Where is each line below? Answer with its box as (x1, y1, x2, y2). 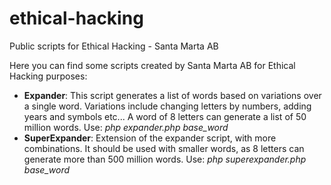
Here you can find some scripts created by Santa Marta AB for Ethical (9, 59, 296, 71)
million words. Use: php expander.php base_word (23, 121, 229, 133)
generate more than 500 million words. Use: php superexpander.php (23, 153, 307, 165)
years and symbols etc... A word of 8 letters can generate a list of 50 (23, 110, 307, 122)
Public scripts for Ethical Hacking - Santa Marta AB (9, 40, 219, 52)
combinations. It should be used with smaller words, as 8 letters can (23, 142, 305, 154)
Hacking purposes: (9, 70, 88, 82)
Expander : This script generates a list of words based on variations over (23, 89, 322, 101)
